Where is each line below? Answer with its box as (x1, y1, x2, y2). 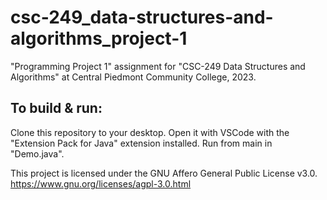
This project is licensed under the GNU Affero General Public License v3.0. (10, 167, 318, 179)
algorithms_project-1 (10, 27, 188, 50)
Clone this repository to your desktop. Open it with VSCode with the (10, 126, 290, 138)
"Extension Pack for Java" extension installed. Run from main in (10, 137, 273, 149)
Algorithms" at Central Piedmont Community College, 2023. (10, 71, 257, 83)
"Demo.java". (10, 147, 65, 160)
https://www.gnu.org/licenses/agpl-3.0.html (10, 177, 192, 190)
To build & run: (10, 100, 103, 117)
